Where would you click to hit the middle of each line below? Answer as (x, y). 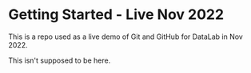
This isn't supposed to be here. (60, 60)
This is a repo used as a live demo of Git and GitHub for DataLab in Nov (126, 36)
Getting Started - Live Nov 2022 (116, 15)
